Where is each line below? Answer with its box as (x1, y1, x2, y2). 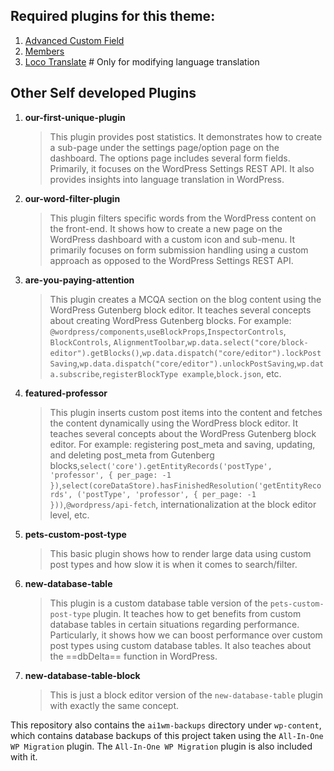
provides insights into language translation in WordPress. (49, 173, 285, 185)
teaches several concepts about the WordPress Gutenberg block (49, 427, 317, 439)
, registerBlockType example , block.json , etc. (99, 367, 282, 379)
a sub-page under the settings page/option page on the (49, 141, 280, 153)
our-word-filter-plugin (24, 192, 121, 204)
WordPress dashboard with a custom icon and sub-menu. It (49, 233, 296, 245)
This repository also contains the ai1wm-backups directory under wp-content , (10, 719, 322, 731)
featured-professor (24, 387, 108, 399)
